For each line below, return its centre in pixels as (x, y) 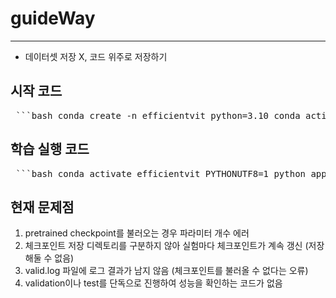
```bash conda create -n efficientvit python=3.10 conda (158, 115)
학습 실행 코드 (50, 149)
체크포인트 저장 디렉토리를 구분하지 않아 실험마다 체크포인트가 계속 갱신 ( (166, 246)
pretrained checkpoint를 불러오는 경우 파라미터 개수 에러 (137, 233)
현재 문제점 (42, 207)
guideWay (53, 18)
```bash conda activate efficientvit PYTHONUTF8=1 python (161, 173)
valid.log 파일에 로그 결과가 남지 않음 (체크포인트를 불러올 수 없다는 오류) (166, 271)
